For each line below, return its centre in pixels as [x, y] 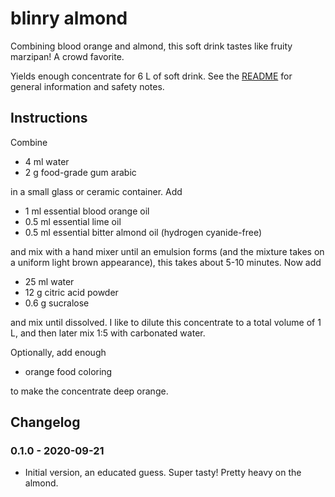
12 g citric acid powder [71, 292]
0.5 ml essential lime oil [73, 221]
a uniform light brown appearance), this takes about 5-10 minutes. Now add [166, 262]
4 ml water [47, 161]
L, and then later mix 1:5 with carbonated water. [108, 333]
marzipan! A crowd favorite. [67, 56]
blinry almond [69, 18]
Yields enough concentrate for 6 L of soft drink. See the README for [151, 76]
